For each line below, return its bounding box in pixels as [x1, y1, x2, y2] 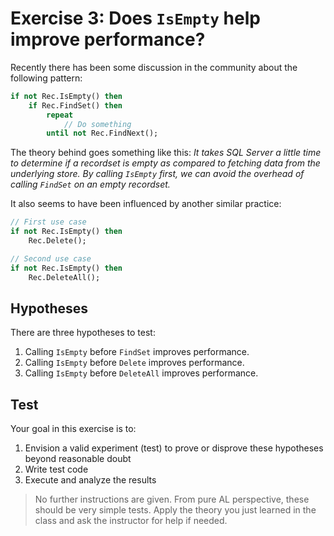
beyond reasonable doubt [24, 453, 132, 465]
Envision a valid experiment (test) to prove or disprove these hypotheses [24, 442, 324, 454]
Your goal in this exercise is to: [10, 423, 137, 435]
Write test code [24, 463, 89, 476]
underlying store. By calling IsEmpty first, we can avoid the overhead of [10, 168, 305, 180]
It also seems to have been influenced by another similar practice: [10, 198, 282, 210]
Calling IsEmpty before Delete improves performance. [24, 357, 245, 369]
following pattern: [10, 72, 83, 84]
